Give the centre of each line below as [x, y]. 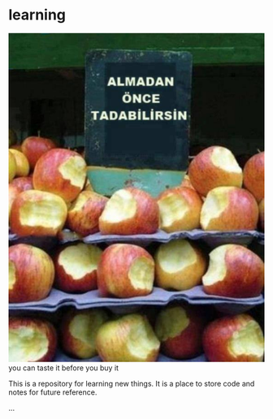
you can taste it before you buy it [64, 368]
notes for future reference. [53, 392]
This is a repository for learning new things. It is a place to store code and [132, 383]
